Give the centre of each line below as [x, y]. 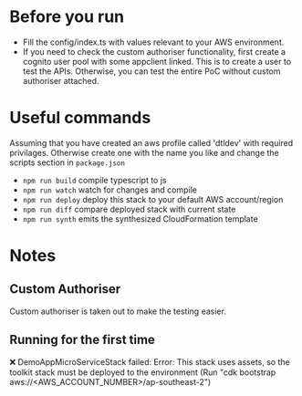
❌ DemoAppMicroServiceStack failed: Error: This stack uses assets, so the [150, 361]
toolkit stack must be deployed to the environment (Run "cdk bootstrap [143, 372]
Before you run [67, 17]
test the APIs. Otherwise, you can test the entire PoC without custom [151, 71]
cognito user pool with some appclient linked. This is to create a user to [157, 61]
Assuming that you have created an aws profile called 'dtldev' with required [151, 142]
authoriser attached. [61, 80]
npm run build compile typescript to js [94, 180]
